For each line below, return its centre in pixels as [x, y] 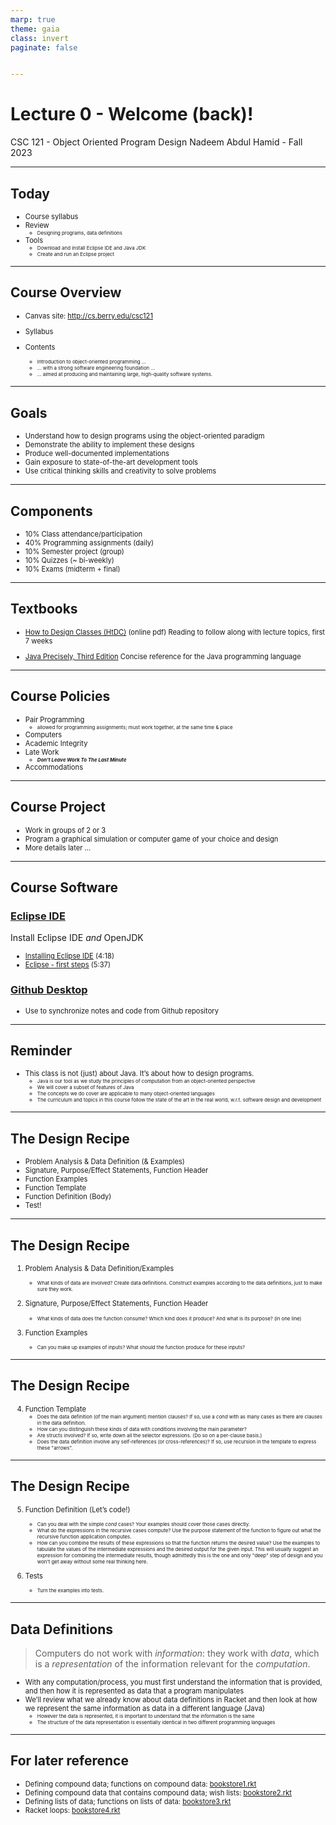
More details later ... [58, 847]
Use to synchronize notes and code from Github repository [122, 1011]
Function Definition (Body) [68, 1197]
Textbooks [44, 609]
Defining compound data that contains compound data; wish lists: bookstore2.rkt [158, 1792]
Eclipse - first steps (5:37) [67, 965]
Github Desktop [49, 990]
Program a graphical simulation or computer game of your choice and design [151, 839]
